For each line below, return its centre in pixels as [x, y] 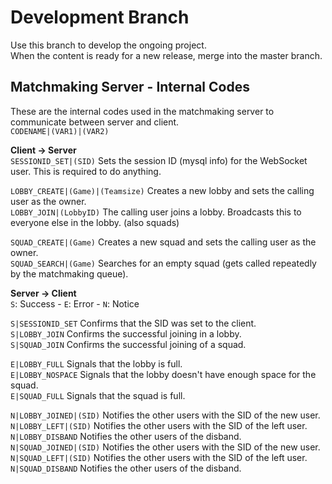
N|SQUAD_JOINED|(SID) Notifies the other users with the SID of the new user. [165, 447]
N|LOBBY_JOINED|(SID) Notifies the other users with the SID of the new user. [165, 415]
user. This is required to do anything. [86, 171]
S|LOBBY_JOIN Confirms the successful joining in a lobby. [126, 333]
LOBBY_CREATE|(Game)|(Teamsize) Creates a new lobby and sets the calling [162, 190]
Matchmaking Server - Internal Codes [130, 87]
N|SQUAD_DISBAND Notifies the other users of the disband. [126, 468]
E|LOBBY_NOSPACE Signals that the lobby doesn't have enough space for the [163, 374]
